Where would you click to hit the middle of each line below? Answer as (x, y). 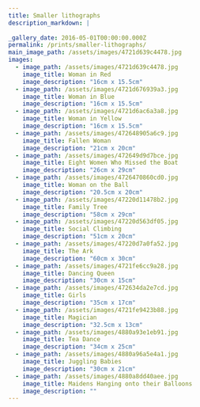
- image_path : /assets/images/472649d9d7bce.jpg (97, 155)
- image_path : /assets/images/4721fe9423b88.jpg (97, 310)
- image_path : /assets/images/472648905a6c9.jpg (97, 133)
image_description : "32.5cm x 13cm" (83, 325)
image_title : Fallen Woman (67, 141)
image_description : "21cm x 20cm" (79, 148)
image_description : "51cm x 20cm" (79, 237)
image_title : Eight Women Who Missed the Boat (100, 163)
